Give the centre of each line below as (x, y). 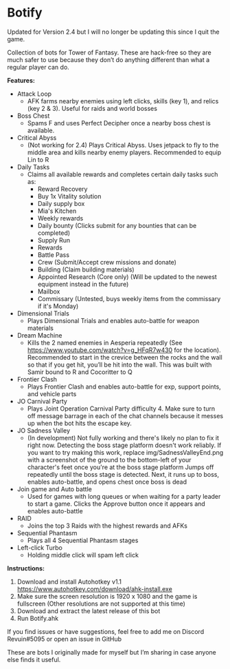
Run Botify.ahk (38, 618)
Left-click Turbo (40, 547)
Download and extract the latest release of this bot (89, 610)
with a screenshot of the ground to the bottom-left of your (109, 460)
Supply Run (54, 240)
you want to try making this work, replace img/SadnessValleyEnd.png (125, 452)
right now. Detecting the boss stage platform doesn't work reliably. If (124, 445)
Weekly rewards (60, 218)
